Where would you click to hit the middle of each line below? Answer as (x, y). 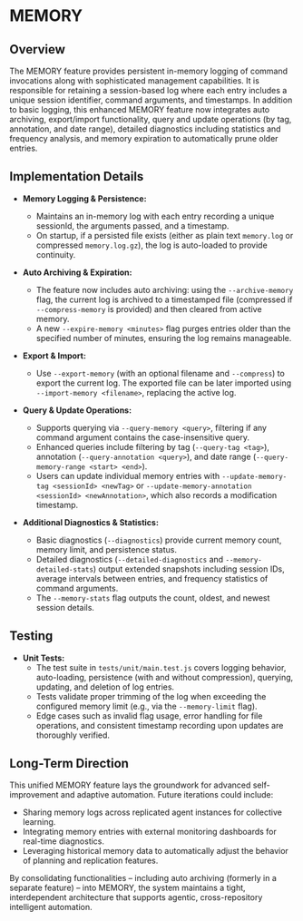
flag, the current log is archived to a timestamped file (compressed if (164, 299)
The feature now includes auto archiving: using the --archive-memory (165, 289)
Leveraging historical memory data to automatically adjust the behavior (155, 851)
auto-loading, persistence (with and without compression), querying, (165, 677)
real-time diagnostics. (64, 841)
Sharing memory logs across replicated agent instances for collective (152, 812)
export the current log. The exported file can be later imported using (164, 383)
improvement (34, 795)
